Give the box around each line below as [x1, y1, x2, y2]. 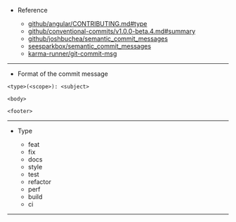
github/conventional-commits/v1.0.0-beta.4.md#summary [27, 27, 195, 35]
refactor [27, 178, 51, 185]
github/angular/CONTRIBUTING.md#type [27, 20, 147, 27]
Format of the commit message [17, 70, 109, 78]
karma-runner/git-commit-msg [27, 49, 117, 58]
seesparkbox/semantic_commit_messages [27, 42, 152, 50]
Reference [17, 6, 48, 14]
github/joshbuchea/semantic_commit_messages [27, 34, 169, 43]
